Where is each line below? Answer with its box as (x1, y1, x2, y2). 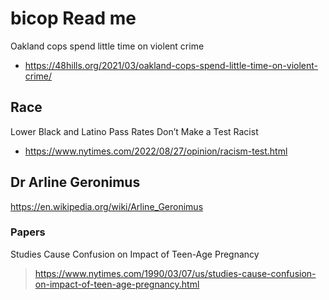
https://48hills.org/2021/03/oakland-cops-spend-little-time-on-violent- (24, 59, 319, 71)
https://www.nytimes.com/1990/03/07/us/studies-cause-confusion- (34, 267, 317, 279)
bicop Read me (10, 7, 137, 30)
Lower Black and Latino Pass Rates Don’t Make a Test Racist (10, 125, 259, 137)
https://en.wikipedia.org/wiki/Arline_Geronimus (10, 200, 204, 212)
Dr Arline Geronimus (10, 174, 141, 191)
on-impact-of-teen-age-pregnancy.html (34, 278, 200, 290)
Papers (10, 225, 46, 239)
